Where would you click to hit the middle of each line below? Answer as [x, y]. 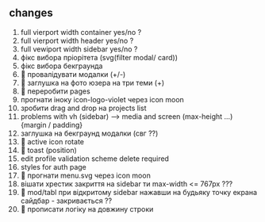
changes [31, 13]
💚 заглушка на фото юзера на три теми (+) [92, 82]
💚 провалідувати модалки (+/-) [73, 74]
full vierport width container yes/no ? [81, 32]
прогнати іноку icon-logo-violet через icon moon [102, 99]
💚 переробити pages [55, 91]
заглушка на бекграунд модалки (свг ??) [89, 133]
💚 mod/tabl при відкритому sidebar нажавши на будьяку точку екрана [138, 192]
